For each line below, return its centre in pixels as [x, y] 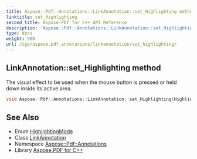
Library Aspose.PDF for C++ [49, 150]
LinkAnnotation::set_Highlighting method [84, 68]
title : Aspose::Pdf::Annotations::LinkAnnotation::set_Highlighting [91, 11]
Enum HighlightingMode [44, 131]
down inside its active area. [39, 88]
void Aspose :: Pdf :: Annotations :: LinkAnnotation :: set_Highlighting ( [90, 99]
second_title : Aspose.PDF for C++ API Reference [67, 22]
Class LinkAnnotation [40, 138]
